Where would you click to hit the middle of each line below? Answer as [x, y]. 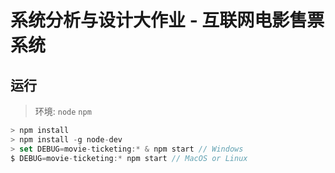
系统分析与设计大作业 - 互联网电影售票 [167, 20]
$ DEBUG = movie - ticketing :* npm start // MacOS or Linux [129, 158]
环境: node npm [63, 111]
